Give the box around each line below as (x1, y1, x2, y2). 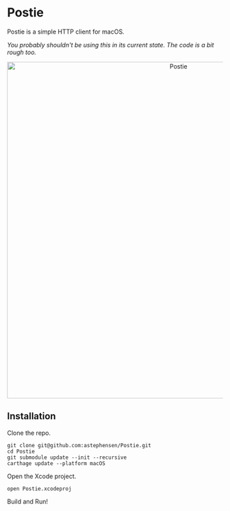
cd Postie (7, 448, 36, 455)
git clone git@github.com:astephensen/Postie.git (7, 442, 152, 449)
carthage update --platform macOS (7, 460, 106, 467)
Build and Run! (7, 497, 48, 506)
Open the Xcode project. (7, 472, 77, 480)
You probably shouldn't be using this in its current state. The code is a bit (7, 40, 214, 49)
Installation (7, 410, 56, 423)
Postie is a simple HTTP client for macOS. (7, 27, 125, 36)
